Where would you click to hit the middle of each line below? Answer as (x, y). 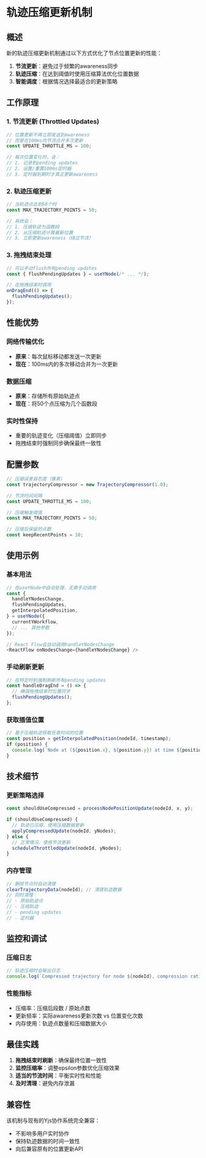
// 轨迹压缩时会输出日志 (33, 971)
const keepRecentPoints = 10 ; (45, 535)
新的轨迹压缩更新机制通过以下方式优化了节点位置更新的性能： (84, 53)
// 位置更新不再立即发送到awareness (48, 135)
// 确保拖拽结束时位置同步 (41, 692)
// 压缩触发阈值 (24, 512)
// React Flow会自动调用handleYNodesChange (60, 644)
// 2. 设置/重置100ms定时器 (39, 169)
